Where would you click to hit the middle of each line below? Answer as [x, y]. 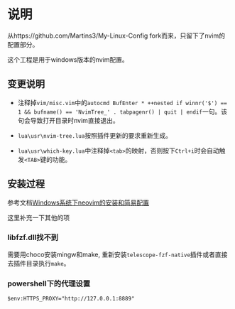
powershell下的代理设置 [49, 283]
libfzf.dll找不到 [33, 237]
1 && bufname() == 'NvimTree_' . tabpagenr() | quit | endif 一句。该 [122, 112]
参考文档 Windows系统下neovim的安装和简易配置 [78, 202]
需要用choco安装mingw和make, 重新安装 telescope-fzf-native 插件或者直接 [117, 254]
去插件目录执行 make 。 [39, 263]
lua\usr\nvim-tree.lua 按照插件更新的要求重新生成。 [95, 135]
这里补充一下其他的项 [38, 217]
